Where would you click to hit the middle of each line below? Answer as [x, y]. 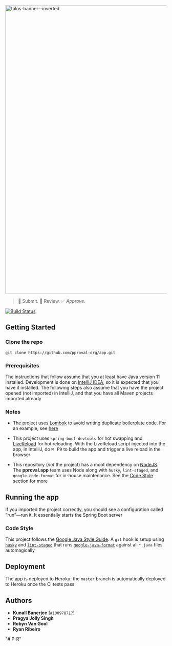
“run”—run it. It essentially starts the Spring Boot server [64, 515]
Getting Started [30, 328]
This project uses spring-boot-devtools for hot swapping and [78, 438]
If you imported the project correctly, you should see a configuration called [84, 510]
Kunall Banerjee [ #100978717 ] [44, 613]
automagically [20, 550]
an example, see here [35, 428]
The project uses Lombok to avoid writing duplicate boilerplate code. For [89, 423]
